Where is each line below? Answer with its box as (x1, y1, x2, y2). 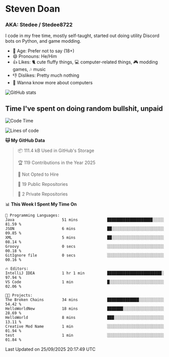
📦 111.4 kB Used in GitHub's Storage (17, 148, 95, 154)
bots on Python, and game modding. (5, 38, 81, 44)
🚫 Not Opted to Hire (17, 171, 59, 178)
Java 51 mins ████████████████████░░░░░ (5, 217, 164, 222)
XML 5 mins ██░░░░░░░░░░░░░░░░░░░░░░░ (5, 235, 164, 240)
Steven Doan (5, 3, 60, 15)
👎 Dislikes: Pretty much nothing (12, 72, 79, 79)
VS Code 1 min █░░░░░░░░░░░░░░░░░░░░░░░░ (5, 280, 164, 285)
